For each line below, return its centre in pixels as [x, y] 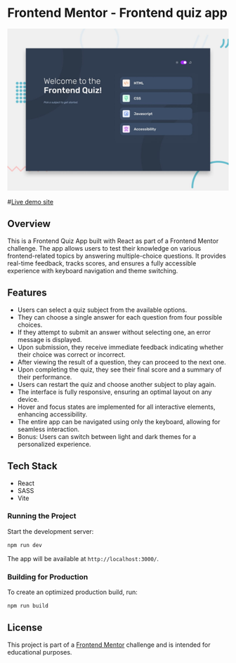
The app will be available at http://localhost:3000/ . [83, 558]
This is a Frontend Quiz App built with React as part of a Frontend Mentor [113, 241]
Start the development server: [51, 531]
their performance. [45, 376]
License [25, 628]
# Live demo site [31, 202]
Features [27, 293]
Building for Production [48, 577]
